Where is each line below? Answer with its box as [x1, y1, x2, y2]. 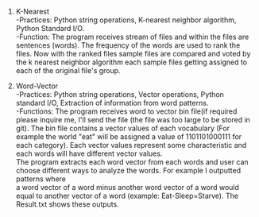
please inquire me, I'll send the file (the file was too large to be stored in [15, 115, 250, 124]
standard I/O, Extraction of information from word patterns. [15, 99, 209, 107]
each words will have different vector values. [15, 149, 163, 158]
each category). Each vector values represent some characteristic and [15, 141, 247, 149]
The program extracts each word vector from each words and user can [15, 157, 249, 166]
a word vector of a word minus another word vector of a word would [15, 183, 240, 192]
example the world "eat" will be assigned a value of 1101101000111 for [15, 132, 242, 141]
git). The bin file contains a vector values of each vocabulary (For [15, 123, 230, 133]
